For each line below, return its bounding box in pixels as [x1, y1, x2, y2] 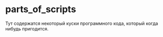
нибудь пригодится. [5, 25, 49, 31]
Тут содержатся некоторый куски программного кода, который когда [5, 20, 158, 26]
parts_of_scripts [5, 4, 77, 15]
